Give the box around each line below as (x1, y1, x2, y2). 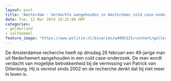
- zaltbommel (5, 31, 33, 36)
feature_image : (5, 36, 38, 41)
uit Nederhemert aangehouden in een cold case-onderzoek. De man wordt (5, 55, 162, 61)
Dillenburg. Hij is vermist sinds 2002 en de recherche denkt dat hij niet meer (5, 65, 165, 71)
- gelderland (5, 26, 33, 31)
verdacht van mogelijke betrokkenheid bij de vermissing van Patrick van (5, 60, 156, 66)
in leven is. (5, 71, 28, 77)
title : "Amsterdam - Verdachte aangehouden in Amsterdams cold (5, 12, 142, 17)
